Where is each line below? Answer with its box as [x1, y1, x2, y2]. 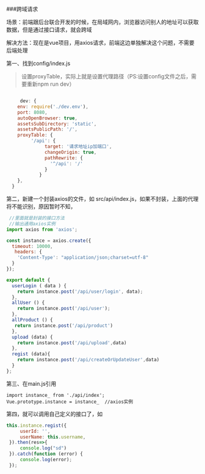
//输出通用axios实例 [9, 220, 56, 227]
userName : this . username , [20, 434, 86, 440]
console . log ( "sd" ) [20, 445, 67, 451]
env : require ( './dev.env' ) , [17, 103, 88, 110]
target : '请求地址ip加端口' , [45, 143, 112, 149]
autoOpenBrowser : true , [17, 115, 78, 121]
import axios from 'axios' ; [6, 226, 78, 233]
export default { [6, 277, 51, 283]
